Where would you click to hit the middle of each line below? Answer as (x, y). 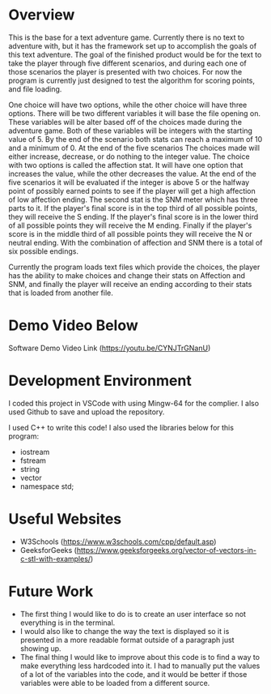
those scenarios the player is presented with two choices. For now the (125, 71)
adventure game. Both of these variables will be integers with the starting (131, 131)
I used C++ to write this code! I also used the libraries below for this (121, 427)
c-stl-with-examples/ (55, 559)
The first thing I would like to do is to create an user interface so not (133, 614)
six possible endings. (44, 251)
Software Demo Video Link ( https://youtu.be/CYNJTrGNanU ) (110, 348)
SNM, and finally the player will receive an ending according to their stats (130, 284)
